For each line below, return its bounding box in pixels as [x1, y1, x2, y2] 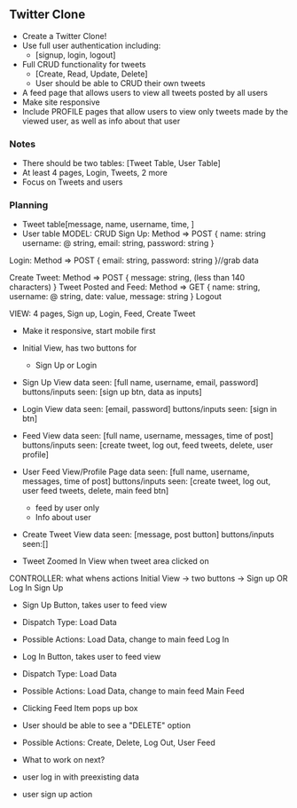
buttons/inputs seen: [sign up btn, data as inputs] [21, 386, 202, 398]
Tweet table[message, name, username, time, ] [21, 219, 195, 230]
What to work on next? [21, 755, 106, 765]
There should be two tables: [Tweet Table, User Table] [21, 158, 222, 169]
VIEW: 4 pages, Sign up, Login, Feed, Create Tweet [9, 308, 196, 319]
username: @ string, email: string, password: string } [21, 238, 215, 249]
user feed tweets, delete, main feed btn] [21, 486, 169, 496]
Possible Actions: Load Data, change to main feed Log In [21, 634, 230, 645]
